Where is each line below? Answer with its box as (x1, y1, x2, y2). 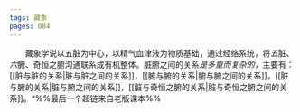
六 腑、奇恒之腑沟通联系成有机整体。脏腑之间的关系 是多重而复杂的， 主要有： (9, 59, 295, 70)
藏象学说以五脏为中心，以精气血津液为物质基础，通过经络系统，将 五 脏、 (25, 47, 295, 59)
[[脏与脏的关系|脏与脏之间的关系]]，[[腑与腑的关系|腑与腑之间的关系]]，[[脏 (9, 70, 289, 81)
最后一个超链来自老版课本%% (50, 92, 162, 104)
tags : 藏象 (9, 13, 48, 23)
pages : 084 (9, 22, 51, 31)
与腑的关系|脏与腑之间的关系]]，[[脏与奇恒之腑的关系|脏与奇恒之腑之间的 (9, 81, 280, 92)
